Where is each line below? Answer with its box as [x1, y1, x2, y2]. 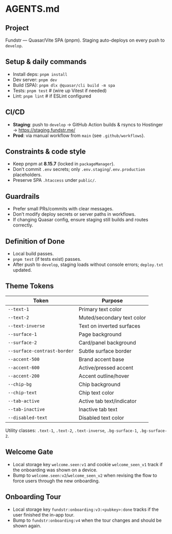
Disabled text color [79, 414, 124, 421]
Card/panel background [79, 339, 136, 346]
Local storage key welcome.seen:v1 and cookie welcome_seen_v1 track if [12, 461, 163, 467]
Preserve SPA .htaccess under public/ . [12, 177, 97, 183]
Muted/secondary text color [79, 314, 146, 321]
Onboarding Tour [5, 492, 61, 501]
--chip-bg [8, 381, 32, 387]
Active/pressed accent [79, 364, 133, 371]
